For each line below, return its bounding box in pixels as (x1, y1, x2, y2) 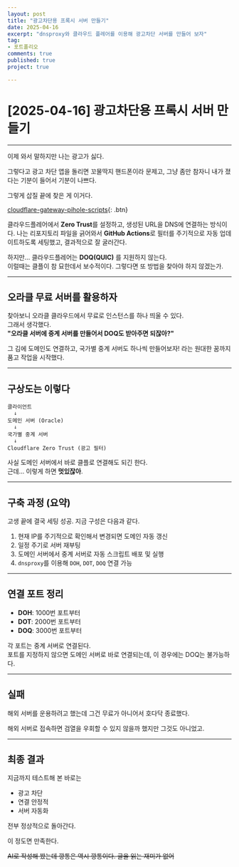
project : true (7, 63, 50, 70)
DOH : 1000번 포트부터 (17, 608, 80, 616)
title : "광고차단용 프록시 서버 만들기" (7, 17, 110, 24)
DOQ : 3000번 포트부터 (17, 626, 83, 634)
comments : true (7, 51, 53, 58)
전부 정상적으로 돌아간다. (7, 821, 76, 830)
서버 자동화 (17, 806, 49, 815)
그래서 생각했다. (7, 320, 52, 329)
